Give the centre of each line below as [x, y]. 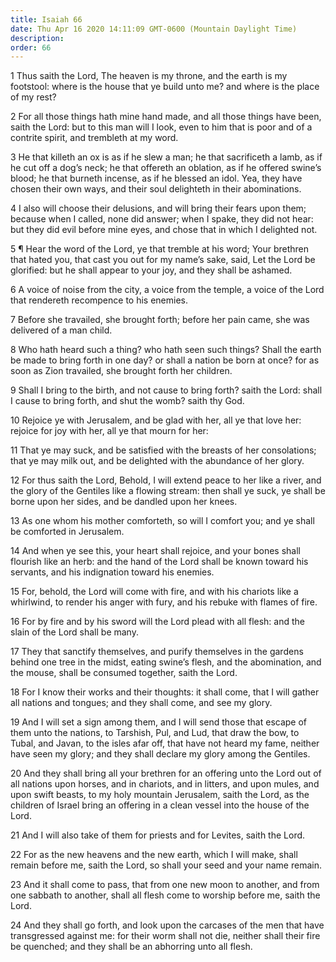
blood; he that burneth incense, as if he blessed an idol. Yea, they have [156, 178]
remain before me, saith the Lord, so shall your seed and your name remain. [166, 865]
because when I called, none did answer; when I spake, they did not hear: [162, 219]
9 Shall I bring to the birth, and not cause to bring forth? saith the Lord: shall [166, 390]
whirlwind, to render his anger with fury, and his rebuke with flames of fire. [164, 602]
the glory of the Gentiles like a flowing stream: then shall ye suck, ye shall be [168, 491]
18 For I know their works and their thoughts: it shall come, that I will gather [165, 692]
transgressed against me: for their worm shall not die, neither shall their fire [165, 936]
